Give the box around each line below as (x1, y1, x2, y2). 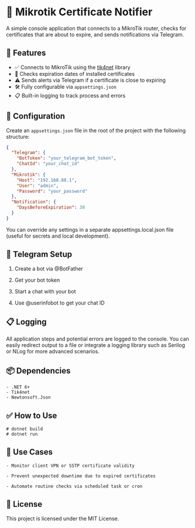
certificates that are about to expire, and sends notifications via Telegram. (6, 31, 184, 38)
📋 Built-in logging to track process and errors (14, 92, 126, 99)
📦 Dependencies (6, 366, 71, 376)
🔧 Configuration (6, 111, 66, 121)
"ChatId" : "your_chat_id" (16, 161, 80, 167)
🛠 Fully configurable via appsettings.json (14, 83, 117, 90)
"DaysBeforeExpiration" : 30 (16, 205, 85, 210)
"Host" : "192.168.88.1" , (16, 177, 77, 183)
